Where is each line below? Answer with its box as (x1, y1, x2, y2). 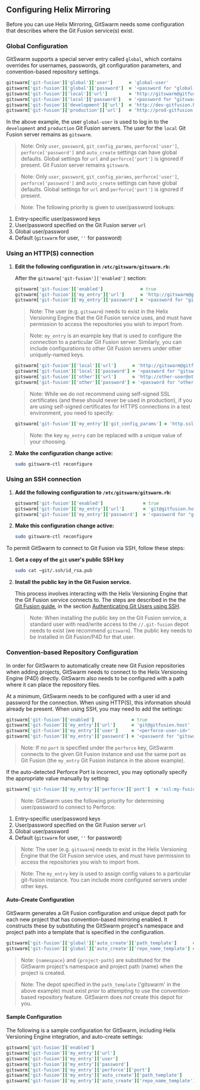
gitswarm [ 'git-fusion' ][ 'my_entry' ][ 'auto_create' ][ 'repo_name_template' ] (6, 1078, 196, 1084)
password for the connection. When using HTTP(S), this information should (6, 699, 191, 706)
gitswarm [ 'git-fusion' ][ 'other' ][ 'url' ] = (14, 374, 136, 380)
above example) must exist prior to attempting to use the (20, 987, 160, 994)
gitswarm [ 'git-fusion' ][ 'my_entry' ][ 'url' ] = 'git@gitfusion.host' (6, 722, 190, 728)
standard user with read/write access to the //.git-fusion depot (29, 621, 189, 628)
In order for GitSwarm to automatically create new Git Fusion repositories (6, 662, 185, 669)
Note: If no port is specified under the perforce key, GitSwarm (20, 744, 174, 751)
